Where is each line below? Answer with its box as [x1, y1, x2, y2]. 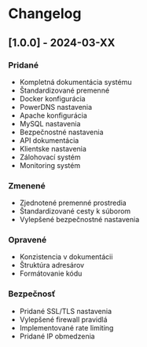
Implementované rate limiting [19, 323, 114, 332]
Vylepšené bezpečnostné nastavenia [19, 215, 140, 225]
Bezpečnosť [8, 288, 56, 299]
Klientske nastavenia [19, 144, 86, 153]
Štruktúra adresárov [19, 261, 85, 270]
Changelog [8, 5, 82, 23]
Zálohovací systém [19, 152, 81, 162]
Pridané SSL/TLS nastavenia [19, 306, 112, 316]
